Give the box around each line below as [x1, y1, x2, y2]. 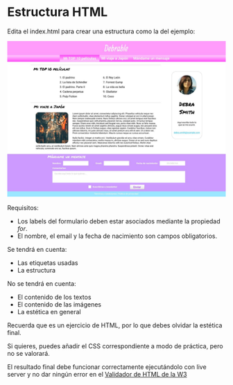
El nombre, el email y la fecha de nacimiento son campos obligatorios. [17, 232, 217, 240]
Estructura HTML [7, 4, 108, 20]
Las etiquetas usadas [17, 259, 78, 267]
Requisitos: [7, 204, 40, 212]
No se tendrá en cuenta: [7, 280, 76, 288]
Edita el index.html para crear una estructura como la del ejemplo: [7, 27, 196, 35]
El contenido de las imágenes [17, 300, 102, 309]
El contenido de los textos [17, 293, 92, 302]
